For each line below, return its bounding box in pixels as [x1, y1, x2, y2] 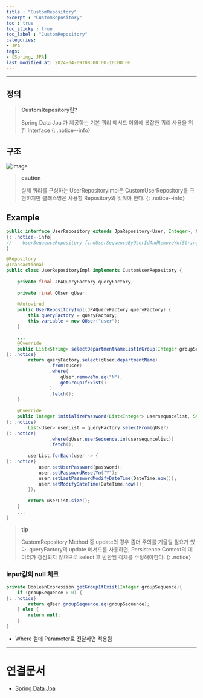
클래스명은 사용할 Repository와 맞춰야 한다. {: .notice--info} [42, 194, 185, 202]
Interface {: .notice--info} [27, 127, 91, 134]
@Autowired [17, 301, 45, 308]
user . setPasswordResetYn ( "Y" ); [38, 470, 118, 476]
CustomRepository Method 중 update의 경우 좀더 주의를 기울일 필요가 [21, 538, 189, 545]
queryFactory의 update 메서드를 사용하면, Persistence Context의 [29, 545, 187, 553]
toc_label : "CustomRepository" [6, 31, 88, 38]
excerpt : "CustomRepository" [6, 15, 83, 21]
